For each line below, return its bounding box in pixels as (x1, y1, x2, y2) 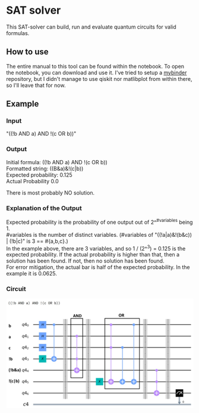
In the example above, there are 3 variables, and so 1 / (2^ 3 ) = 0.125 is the (6, 243, 186, 252)
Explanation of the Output (6, 204, 82, 212)
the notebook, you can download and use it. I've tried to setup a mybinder (6, 69, 187, 76)
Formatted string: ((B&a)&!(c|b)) (6, 165, 84, 172)
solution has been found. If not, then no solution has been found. (6, 257, 165, 265)
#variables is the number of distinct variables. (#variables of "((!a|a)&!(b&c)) (6, 231, 192, 238)
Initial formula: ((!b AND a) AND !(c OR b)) (6, 158, 108, 165)
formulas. (6, 29, 30, 36)
